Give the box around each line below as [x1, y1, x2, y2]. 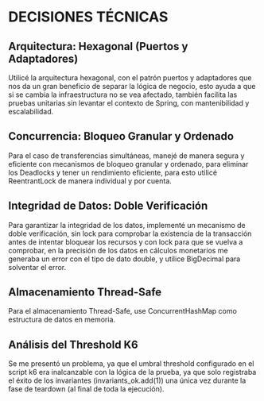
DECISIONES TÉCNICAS [8, 8, 169, 26]
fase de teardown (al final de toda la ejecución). [8, 384, 165, 394]
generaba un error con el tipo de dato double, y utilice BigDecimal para [8, 254, 241, 264]
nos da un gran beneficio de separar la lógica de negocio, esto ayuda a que [8, 82, 256, 91]
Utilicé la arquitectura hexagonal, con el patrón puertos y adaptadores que [8, 73, 252, 83]
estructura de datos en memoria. [8, 314, 116, 325]
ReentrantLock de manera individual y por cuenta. [8, 175, 173, 186]
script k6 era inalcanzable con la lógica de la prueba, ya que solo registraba [8, 368, 257, 377]
